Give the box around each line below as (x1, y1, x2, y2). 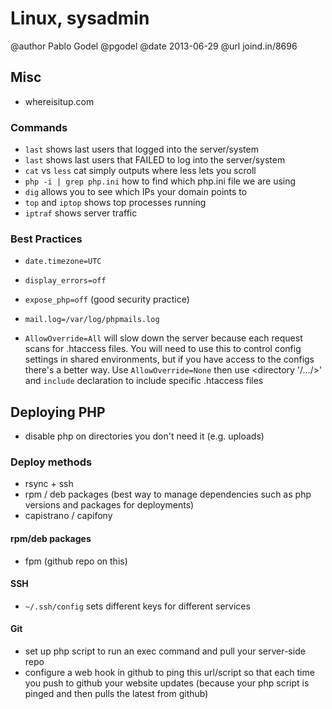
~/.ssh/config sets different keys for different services (24, 600, 251, 612)
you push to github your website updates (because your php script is (24, 677, 310, 689)
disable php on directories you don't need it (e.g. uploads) (24, 430, 265, 442)
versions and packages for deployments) (24, 499, 195, 511)
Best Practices (10, 232, 83, 246)
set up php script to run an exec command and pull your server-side (24, 645, 306, 657)
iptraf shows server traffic (24, 207, 138, 219)
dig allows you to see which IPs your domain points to (24, 186, 248, 198)
